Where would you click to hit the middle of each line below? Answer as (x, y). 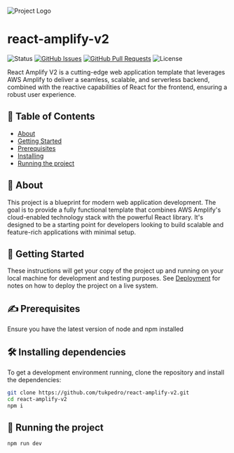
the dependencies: (34, 380)
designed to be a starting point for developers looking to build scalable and (116, 224)
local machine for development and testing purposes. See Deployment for (114, 278)
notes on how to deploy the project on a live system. (83, 286)
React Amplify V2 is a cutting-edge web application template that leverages (116, 72)
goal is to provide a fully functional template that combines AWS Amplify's (114, 210)
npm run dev (25, 444)
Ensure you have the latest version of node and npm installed (96, 329)
